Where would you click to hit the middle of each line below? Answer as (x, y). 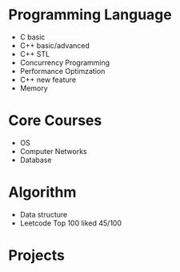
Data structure (44, 214)
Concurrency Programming (65, 63)
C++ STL (35, 54)
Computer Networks (54, 151)
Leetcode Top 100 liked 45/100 (71, 223)
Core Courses (55, 121)
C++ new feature (48, 79)
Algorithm (42, 192)
